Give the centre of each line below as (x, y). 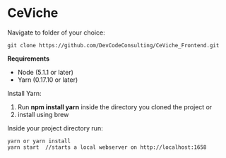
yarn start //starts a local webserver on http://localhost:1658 (107, 147)
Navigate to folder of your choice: (56, 32)
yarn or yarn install (39, 141)
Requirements (29, 59)
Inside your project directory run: (55, 128)
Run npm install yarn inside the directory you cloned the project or (115, 107)
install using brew (43, 114)
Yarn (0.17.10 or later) (48, 80)
